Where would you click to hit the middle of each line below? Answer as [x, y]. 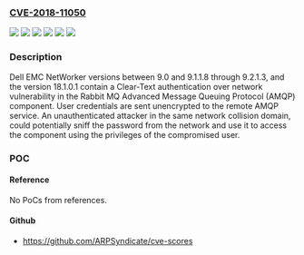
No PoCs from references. [58, 200]
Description [36, 57]
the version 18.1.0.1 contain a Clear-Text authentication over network [136, 86]
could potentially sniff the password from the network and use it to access [148, 125]
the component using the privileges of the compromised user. [125, 134]
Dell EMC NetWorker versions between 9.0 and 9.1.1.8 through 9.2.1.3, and [147, 77]
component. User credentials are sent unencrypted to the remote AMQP [144, 105]
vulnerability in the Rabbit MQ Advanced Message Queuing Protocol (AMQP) [152, 96]
